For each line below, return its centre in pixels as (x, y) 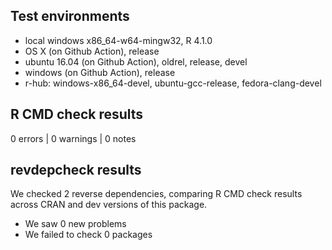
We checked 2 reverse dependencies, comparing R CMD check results (156, 194)
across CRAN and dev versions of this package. (109, 205)
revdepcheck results (76, 170)
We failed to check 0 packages (88, 235)
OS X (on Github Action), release (92, 51)
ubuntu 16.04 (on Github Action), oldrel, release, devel (136, 61)
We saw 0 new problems (75, 224)
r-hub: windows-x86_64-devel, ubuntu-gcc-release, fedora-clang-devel (173, 83)
